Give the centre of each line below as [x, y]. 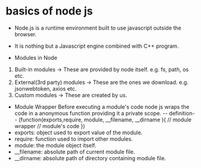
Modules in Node [36, 57]
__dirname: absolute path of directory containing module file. [90, 158]
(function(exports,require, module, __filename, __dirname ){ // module [105, 120]
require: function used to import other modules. [74, 139]
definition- [182, 113]
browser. [25, 34]
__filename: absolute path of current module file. [75, 152]
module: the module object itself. [55, 145]
